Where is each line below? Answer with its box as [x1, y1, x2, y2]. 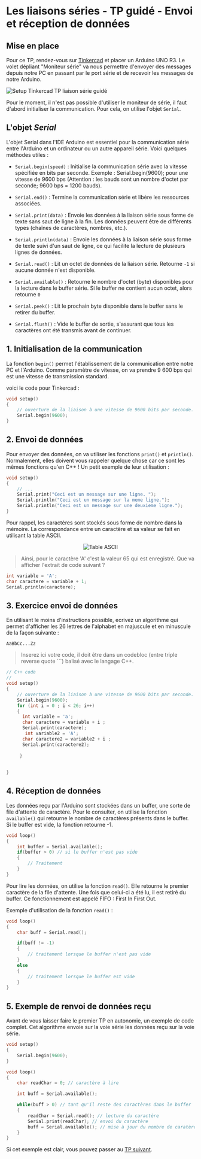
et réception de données [6, 17, 130, 31]
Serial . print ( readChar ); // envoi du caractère [28, 1118, 148, 1124]
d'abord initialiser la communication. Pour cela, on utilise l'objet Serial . [6, 105, 181, 112]
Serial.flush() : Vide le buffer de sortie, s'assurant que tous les [14, 320, 174, 327]
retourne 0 [14, 290, 41, 298]
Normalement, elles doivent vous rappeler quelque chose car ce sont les [6, 457, 185, 464]
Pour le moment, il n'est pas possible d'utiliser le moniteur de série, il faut [6, 99, 187, 106]
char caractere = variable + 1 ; [6, 578, 87, 584]
